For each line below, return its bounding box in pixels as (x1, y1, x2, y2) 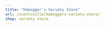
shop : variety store (5, 16, 49, 21)
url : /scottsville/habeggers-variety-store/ (5, 12, 100, 17)
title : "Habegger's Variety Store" (5, 7, 80, 12)
